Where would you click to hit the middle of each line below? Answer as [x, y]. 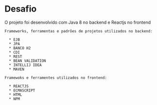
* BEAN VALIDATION [28, 61]
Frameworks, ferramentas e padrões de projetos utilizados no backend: [78, 31]
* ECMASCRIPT [22, 90]
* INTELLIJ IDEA [25, 65]
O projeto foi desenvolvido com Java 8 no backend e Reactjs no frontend [78, 22]
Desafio [21, 9]
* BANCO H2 [20, 48]
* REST [16, 57]
